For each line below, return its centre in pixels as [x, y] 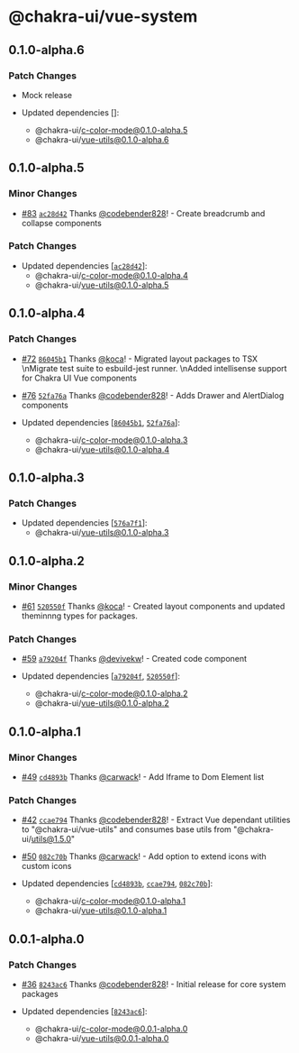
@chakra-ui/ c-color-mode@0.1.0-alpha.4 [111, 275]
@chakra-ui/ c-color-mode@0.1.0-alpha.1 [110, 901]
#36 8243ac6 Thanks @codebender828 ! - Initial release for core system [154, 984]
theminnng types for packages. [80, 616]
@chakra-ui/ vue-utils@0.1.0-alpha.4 [102, 449]
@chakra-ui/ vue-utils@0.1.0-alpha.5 [102, 285]
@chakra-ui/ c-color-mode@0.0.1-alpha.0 [111, 1029]
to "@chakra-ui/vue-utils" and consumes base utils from [126, 829]
